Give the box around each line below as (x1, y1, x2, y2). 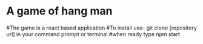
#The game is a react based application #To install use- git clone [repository (6, 24, 197, 31)
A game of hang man (6, 4, 113, 18)
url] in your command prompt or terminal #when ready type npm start (6, 30, 181, 37)
